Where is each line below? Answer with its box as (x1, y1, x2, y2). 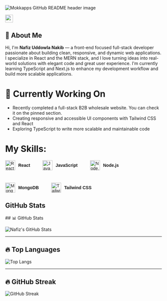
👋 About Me (5, 31, 42, 40)
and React (12, 120, 33, 126)
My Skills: (5, 143, 47, 154)
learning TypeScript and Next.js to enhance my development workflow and (5, 66, 159, 72)
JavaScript (55, 162, 78, 168)
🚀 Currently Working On (5, 88, 106, 99)
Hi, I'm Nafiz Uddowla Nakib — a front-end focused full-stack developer (5, 44, 154, 50)
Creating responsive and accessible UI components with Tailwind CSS (12, 115, 157, 121)
